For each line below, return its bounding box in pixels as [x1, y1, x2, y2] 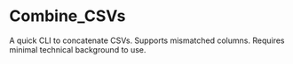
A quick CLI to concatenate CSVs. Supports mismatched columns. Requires [9, 35, 285, 46]
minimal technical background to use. [9, 44, 146, 54]
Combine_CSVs [9, 6, 126, 26]
